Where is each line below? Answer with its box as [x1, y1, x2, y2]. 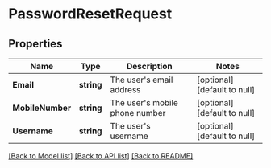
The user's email [110, 74, 173, 85]
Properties [8, 37, 63, 51]
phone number [110, 108, 166, 118]
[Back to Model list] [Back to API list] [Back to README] [8, 151, 194, 161]
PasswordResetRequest [8, 5, 173, 23]
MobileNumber [12, 102, 71, 113]
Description [126, 61, 173, 72]
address [110, 84, 141, 95]
